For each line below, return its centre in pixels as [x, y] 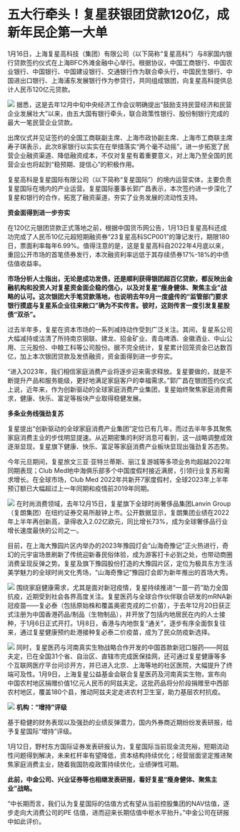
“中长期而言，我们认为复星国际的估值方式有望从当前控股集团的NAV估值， [115, 803]
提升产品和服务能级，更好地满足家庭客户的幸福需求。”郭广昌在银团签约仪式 [123, 380]
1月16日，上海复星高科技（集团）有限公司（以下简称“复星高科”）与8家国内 [117, 54]
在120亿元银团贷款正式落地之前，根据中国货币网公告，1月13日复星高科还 [114, 227]
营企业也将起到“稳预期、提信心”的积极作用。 [73, 164]
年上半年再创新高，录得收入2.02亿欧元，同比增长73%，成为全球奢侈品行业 [118, 521]
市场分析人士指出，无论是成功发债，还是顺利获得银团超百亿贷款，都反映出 [117, 279]
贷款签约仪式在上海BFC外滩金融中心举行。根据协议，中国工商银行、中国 [120, 62]
